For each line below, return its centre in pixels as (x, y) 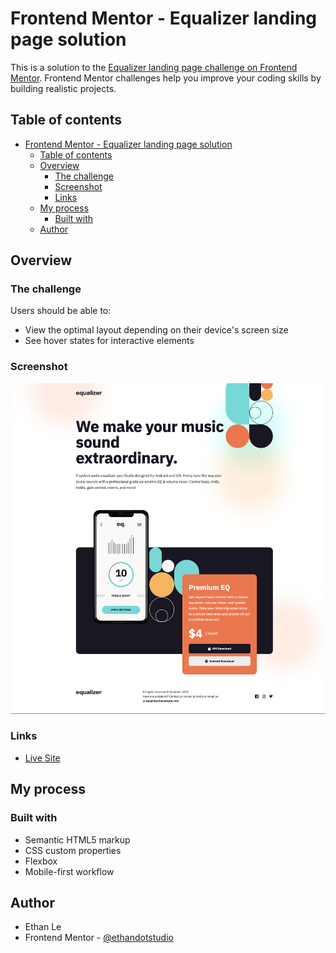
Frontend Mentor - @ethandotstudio (99, 938)
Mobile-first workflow (69, 871)
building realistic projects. (63, 88)
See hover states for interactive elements (109, 341)
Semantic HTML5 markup (77, 839)
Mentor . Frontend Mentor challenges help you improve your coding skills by (166, 78)
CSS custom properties (73, 850)
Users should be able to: (61, 311)
